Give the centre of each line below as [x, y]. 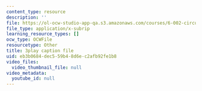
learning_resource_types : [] [43, 34]
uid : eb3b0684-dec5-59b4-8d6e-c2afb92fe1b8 [62, 56]
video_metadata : [26, 73]
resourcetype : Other [32, 45]
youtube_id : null [33, 78]
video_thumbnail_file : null [47, 67]
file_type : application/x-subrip [48, 28]
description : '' [26, 17]
